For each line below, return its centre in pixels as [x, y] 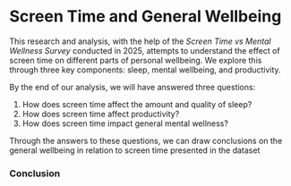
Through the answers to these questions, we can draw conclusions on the [146, 140]
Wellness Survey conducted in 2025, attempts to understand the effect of [145, 50]
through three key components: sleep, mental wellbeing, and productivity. [145, 70]
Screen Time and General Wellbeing [145, 17]
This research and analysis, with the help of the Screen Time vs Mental [140, 41]
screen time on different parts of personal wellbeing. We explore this [136, 60]
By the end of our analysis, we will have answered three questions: [133, 87]
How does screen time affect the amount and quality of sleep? [137, 104]
